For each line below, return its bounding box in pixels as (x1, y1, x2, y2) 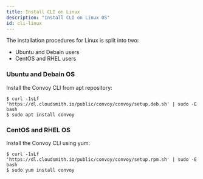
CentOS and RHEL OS (6, 126, 71, 134)
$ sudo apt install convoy (6, 112, 75, 118)
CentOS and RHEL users (15, 55, 77, 62)
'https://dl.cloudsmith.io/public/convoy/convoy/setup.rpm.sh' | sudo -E (6, 156, 198, 163)
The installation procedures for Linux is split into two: (6, 37, 139, 44)
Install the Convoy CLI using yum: (6, 139, 90, 146)
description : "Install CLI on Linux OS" (6, 15, 111, 21)
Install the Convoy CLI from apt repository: (6, 84, 112, 91)
